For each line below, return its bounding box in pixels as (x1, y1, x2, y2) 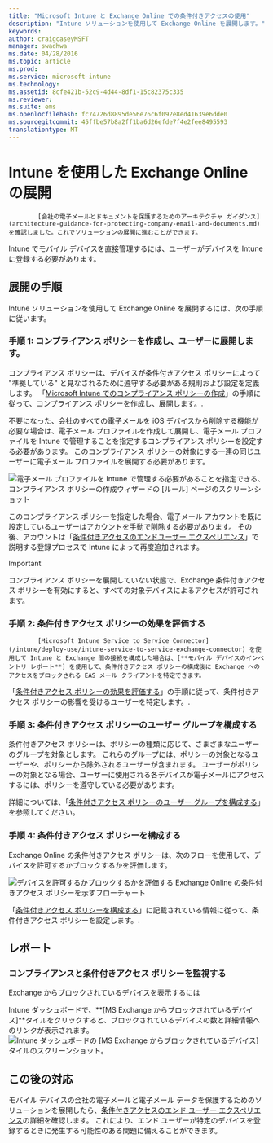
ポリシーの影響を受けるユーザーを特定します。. (31, 697, 191, 707)
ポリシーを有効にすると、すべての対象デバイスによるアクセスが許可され (17, 585, 259, 595)
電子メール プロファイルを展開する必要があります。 (36, 456, 210, 466)
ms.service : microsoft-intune (8, 73, 112, 81)
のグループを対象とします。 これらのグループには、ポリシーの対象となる (8, 750, 252, 759)
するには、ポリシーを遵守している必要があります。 (8, 780, 179, 790)
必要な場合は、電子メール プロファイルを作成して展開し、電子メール (8, 425, 239, 436)
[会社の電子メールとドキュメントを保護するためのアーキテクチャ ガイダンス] (37, 213, 261, 221)
